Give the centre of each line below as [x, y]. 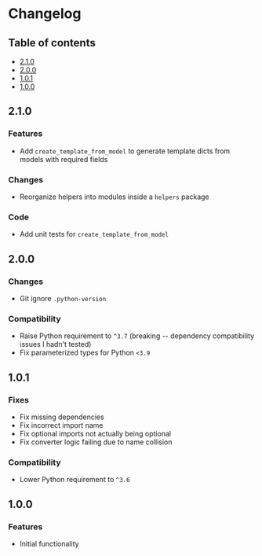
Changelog [45, 14]
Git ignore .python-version [63, 298]
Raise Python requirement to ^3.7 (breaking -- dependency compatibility [137, 336]
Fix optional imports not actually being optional [95, 433]
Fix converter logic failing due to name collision [96, 442]
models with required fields [64, 159]
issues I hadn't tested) [55, 344]
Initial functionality [49, 543]
